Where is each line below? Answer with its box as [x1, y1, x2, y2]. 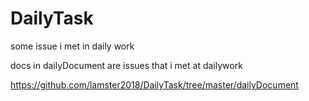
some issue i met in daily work [10, 40, 135, 52]
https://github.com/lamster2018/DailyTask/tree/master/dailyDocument [10, 78, 299, 91]
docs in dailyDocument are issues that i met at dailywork [10, 59, 243, 71]
